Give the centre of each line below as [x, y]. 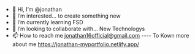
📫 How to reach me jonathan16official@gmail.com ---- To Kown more [101, 35]
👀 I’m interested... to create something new [66, 16]
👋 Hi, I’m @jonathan [37, 9]
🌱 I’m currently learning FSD [48, 22]
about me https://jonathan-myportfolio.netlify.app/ [75, 44]
